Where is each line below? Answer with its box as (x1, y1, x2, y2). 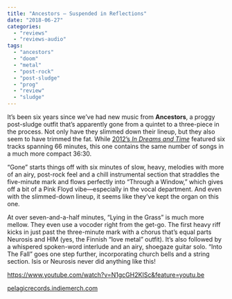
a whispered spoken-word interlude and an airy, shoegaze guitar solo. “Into (7, 243, 223, 251)
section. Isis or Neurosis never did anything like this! (7, 257, 156, 265)
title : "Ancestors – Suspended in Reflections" (7, 10, 148, 17)
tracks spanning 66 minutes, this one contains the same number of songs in (7, 143, 224, 150)
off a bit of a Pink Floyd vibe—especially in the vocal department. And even (7, 185, 222, 193)
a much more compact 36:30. (7, 149, 92, 158)
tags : (7, 42, 23, 49)
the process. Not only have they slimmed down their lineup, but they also (7, 127, 215, 136)
